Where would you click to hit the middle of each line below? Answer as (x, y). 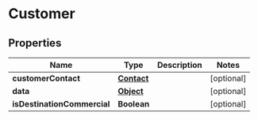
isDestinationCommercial (61, 104)
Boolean (134, 104)
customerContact (46, 78)
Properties (35, 43)
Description (180, 65)
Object (131, 91)
